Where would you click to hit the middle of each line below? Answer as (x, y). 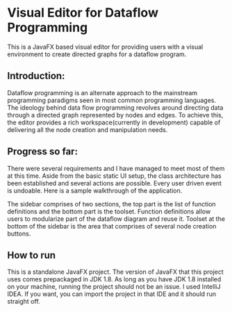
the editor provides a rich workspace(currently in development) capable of (114, 122)
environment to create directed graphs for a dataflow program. (97, 54)
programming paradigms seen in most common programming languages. (112, 100)
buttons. (19, 233)
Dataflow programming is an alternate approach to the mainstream (102, 92)
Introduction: (36, 76)
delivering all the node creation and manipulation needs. (88, 129)
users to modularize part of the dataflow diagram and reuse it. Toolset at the (116, 219)
